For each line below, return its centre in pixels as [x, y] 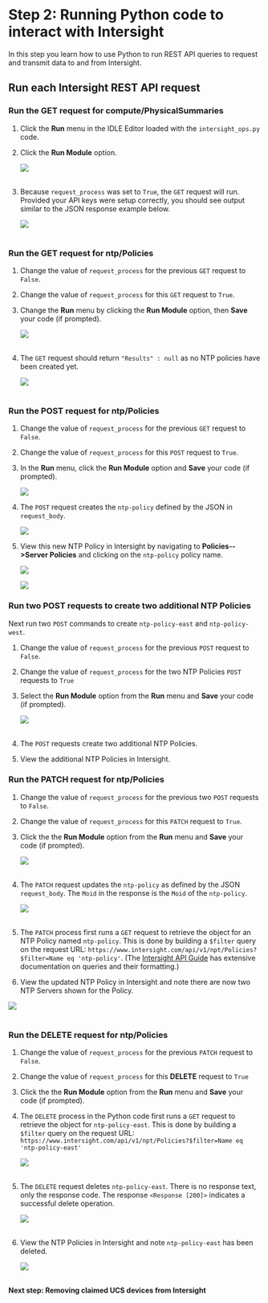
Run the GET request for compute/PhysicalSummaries [116, 111]
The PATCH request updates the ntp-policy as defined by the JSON [130, 884]
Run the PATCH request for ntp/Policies [86, 779]
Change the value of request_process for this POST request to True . [129, 452]
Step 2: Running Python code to [116, 15]
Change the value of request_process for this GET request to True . [127, 294]
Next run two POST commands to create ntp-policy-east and [108, 623]
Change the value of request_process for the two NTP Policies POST [131, 672]
